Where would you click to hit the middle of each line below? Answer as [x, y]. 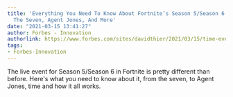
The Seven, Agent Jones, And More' [65, 20]
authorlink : [24, 39]
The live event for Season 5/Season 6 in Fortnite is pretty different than [109, 71]
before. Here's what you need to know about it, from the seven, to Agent [111, 78]
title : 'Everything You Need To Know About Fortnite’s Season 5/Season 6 [116, 13]
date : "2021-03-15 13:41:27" [49, 26]
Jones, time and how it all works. [54, 86]
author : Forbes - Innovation [49, 33]
